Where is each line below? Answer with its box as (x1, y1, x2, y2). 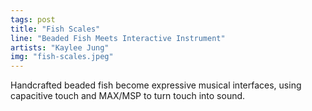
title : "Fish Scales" (10, 24, 101, 34)
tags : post (10, 14, 56, 25)
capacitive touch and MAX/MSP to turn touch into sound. (10, 90, 246, 102)
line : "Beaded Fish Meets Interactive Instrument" (10, 33, 226, 43)
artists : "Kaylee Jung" (10, 42, 110, 53)
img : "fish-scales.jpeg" (10, 52, 114, 62)
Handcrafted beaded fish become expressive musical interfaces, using (10, 79, 302, 91)
